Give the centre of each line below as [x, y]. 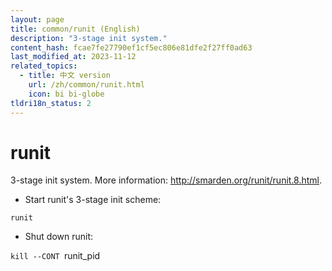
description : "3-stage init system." [89, 38]
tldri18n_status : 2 [51, 103]
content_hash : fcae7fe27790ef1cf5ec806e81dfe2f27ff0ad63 [131, 47]
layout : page [37, 19]
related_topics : [44, 66]
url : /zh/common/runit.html [86, 85]
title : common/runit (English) [75, 29]
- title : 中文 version [65, 76]
